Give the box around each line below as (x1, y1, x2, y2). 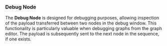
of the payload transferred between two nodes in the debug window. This (5, 20, 156, 26)
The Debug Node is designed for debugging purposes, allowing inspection (5, 15, 159, 21)
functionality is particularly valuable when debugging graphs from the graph (5, 25, 162, 31)
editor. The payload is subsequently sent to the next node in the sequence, (5, 31, 159, 37)
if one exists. (5, 36, 31, 42)
